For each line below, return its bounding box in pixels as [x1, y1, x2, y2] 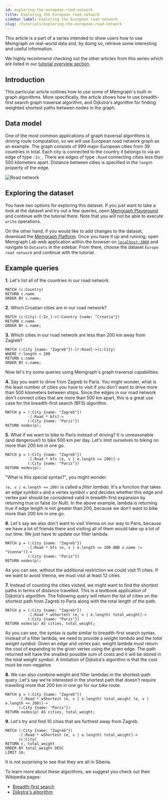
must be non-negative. [5, 661, 53, 668]
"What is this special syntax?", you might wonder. [5, 474, 107, 480]
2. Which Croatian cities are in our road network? [5, 304, 107, 310]
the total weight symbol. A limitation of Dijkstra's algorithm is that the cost [5, 656, 157, 662]
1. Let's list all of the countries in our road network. [5, 277, 110, 283]
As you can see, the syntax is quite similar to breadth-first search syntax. [5, 630, 156, 636]
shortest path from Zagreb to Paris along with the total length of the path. [5, 598, 156, 604]
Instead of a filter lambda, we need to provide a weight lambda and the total [5, 635, 162, 641]
